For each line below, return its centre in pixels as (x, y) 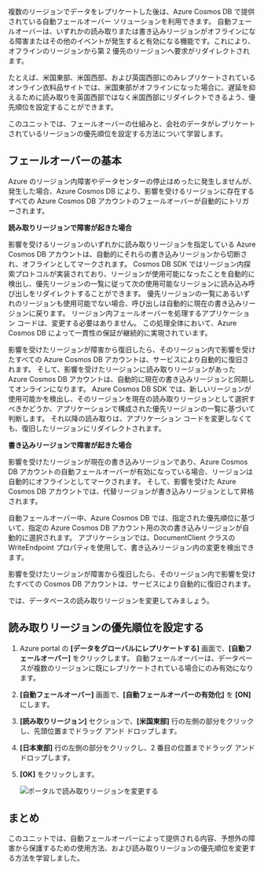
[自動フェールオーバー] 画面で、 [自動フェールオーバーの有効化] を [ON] (135, 694)
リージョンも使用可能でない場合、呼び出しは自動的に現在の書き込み (132, 303)
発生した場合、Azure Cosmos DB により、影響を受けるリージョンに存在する (131, 191)
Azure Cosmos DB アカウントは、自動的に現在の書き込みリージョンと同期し (132, 379)
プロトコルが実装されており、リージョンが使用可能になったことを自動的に (135, 273)
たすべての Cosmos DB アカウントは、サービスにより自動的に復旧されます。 (132, 583)
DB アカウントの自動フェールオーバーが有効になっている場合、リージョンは (131, 472)
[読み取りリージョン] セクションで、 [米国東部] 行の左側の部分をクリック (136, 721)
